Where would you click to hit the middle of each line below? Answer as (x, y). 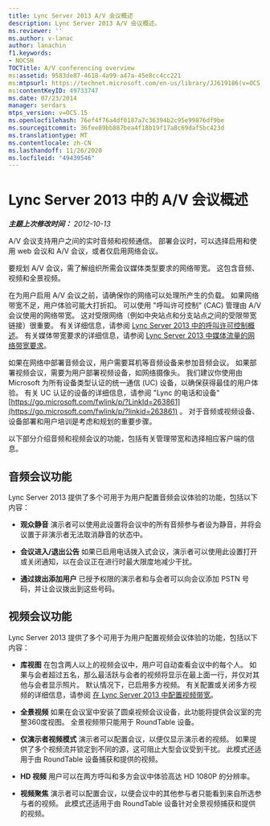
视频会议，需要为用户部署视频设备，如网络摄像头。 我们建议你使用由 (129, 373)
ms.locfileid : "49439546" (51, 158)
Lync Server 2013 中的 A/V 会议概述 (128, 200)
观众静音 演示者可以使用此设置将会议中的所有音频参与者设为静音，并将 (137, 524)
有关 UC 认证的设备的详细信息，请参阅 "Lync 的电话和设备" (122, 393)
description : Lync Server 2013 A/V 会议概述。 (84, 23)
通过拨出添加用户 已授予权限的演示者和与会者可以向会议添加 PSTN (130, 579)
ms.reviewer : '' (35, 31)
